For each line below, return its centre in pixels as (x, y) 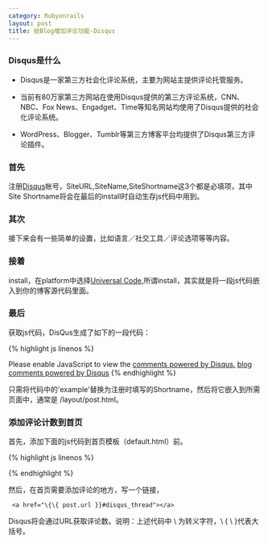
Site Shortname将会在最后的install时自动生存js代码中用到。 (106, 196)
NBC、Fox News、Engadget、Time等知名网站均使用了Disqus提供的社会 (139, 107)
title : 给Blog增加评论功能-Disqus (62, 31)
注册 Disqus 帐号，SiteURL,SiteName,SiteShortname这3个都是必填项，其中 (131, 186)
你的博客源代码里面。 (58, 290)
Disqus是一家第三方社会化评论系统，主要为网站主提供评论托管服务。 (134, 79)
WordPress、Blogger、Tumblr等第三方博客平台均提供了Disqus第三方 (134, 134)
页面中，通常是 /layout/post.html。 (66, 399)
